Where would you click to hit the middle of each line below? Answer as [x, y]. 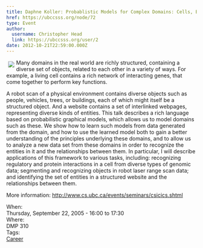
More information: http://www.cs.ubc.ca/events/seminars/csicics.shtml [95, 195]
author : [16, 29]
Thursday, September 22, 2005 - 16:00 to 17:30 [65, 213]
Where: [15, 219]
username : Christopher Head [47, 34]
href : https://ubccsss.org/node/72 [51, 17]
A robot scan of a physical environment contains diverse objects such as [97, 94]
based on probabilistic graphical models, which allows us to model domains [100, 119]
